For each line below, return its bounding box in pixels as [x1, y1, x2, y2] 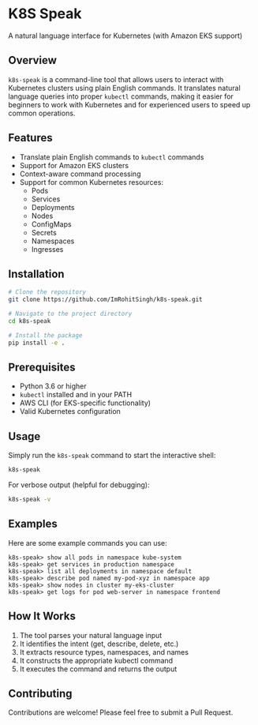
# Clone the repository [8, 288, 87, 296]
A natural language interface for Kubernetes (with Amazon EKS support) [8, 31, 243, 40]
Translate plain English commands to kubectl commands [19, 152, 204, 162]
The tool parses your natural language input [19, 630, 163, 640]
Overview [8, 54, 58, 67]
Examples [8, 517, 58, 531]
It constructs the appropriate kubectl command [19, 656, 174, 665]
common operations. [8, 108, 76, 118]
